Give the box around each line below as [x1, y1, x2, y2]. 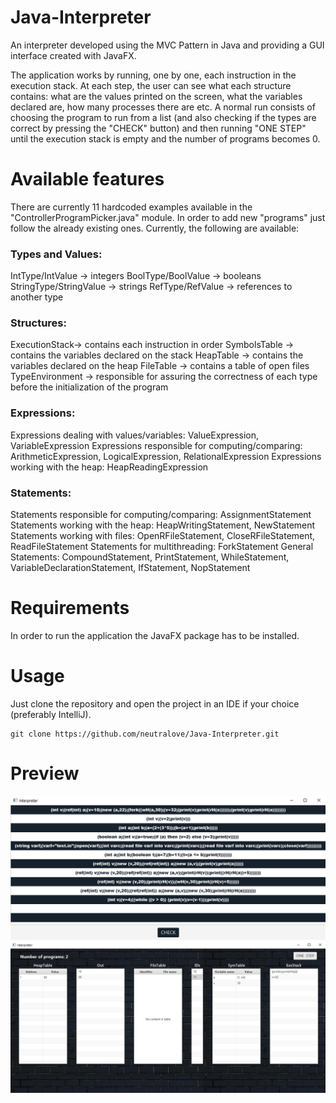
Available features [10, 168, 165, 191]
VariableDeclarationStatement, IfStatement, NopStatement [10, 562, 251, 574]
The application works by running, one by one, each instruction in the [10, 69, 297, 81]
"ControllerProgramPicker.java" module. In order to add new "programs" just [10, 211, 326, 223]
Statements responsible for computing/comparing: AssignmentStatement [10, 509, 312, 521]
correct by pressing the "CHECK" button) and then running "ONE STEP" [10, 122, 307, 134]
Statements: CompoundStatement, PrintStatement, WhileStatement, [10, 551, 290, 563]
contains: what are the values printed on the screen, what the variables [10, 90, 303, 102]
